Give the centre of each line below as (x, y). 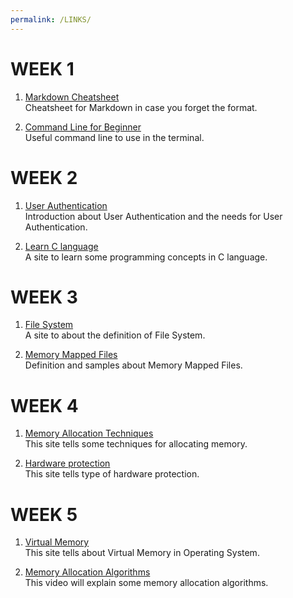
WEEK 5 (44, 514)
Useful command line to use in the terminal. (114, 137)
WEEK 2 (44, 177)
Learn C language (61, 246)
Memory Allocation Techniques (89, 433)
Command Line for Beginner (83, 127)
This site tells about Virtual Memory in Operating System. (142, 553)
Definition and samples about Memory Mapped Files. (133, 365)
